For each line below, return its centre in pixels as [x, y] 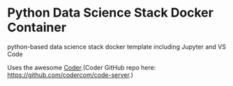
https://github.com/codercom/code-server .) [70, 75]
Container [37, 27]
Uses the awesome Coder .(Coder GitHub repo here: [82, 67]
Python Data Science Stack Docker [111, 13]
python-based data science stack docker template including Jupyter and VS [117, 46]
